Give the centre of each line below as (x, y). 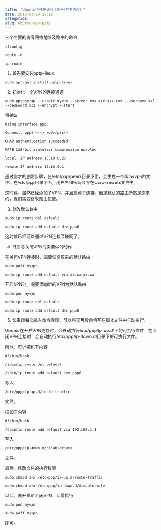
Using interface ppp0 (27, 124)
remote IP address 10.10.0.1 (34, 167)
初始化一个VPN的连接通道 (38, 92)
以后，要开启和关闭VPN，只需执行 (39, 496)
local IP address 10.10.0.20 (36, 158)
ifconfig (14, 47)
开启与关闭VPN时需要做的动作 (42, 247)
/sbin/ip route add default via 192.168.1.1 (51, 430)
